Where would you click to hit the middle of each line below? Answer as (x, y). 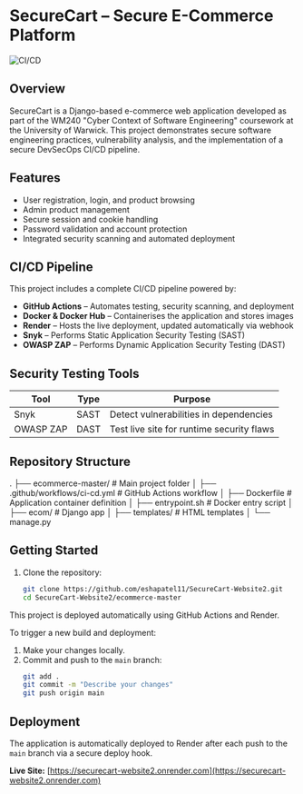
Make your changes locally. (73, 650)
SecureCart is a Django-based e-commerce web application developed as (148, 111)
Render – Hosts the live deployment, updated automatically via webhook (158, 326)
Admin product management (76, 209)
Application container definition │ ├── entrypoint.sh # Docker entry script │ (151, 502)
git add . (41, 676)
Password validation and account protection (105, 229)
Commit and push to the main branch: (92, 660)
